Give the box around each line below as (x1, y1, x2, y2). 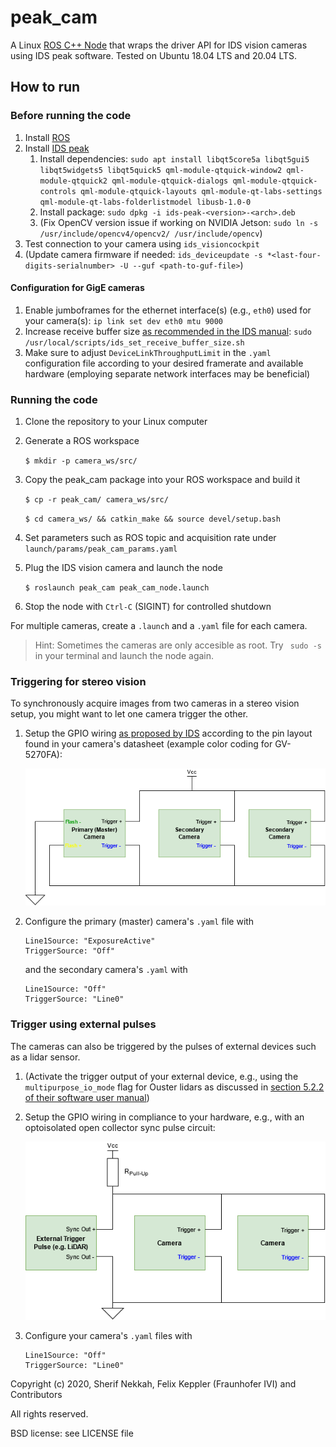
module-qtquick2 (39, 176, 108, 186)
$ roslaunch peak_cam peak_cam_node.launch (24, 583, 210, 593)
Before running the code (10, 109, 132, 123)
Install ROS (24, 131, 71, 143)
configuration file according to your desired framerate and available (24, 357, 304, 369)
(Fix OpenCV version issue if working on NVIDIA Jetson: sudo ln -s (39, 216, 319, 228)
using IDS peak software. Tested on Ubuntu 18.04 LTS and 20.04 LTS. (10, 49, 298, 61)
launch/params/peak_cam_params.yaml (24, 544, 178, 555)
